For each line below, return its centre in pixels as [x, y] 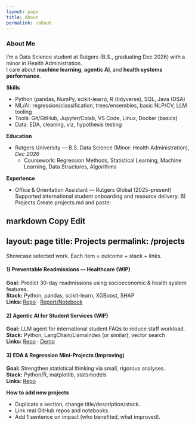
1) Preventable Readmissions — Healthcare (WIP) [68, 269]
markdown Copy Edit [46, 221]
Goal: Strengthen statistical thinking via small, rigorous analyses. [86, 369]
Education [19, 136]
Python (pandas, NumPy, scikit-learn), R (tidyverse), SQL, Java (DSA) [100, 99]
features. [17, 289]
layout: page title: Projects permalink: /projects [96, 242]
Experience [21, 178]
